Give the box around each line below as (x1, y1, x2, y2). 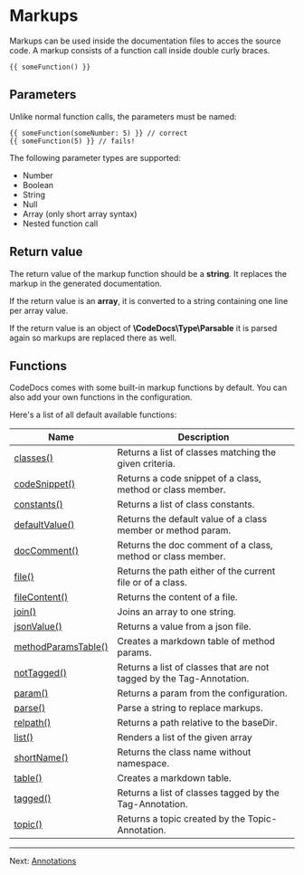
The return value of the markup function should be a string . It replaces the (9, 268, 288, 279)
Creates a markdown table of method (117, 635, 276, 648)
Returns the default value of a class (117, 513, 268, 526)
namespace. (117, 757, 170, 770)
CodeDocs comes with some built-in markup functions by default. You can (9, 382, 288, 394)
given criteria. (117, 458, 176, 471)
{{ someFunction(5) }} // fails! (9, 137, 136, 146)
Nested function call (22, 218, 99, 229)
